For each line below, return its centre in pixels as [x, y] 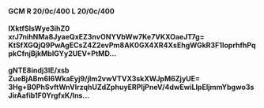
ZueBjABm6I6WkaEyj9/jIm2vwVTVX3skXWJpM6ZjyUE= [104, 79]
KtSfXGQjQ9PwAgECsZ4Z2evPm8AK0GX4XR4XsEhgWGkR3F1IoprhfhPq [132, 45]
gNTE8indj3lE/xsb [39, 70]
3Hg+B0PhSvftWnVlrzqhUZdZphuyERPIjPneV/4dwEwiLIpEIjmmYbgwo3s [131, 88]
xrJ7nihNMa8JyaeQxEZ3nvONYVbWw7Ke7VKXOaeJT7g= [106, 37]
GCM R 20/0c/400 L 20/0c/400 [61, 11]
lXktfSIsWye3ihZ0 [39, 28]
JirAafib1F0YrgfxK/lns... [49, 95]
